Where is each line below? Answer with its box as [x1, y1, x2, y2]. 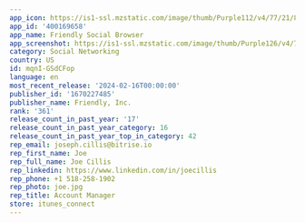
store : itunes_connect [9, 199, 95, 209]
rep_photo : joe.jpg [9, 183, 84, 192]
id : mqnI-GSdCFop [9, 65, 75, 74]
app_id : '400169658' [9, 22, 88, 31]
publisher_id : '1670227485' [9, 89, 116, 98]
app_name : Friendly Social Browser [9, 30, 144, 39]
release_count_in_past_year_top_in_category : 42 [9, 132, 197, 141]
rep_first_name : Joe [9, 148, 88, 157]
